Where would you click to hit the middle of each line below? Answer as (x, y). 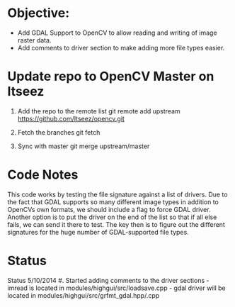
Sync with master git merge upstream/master (84, 146)
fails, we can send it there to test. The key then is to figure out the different (116, 224)
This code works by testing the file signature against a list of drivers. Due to (117, 194)
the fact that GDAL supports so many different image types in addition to (113, 202)
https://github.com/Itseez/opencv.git (71, 118)
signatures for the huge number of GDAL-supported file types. (98, 232)
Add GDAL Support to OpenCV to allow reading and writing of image (117, 33)
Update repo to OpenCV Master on (111, 77)
